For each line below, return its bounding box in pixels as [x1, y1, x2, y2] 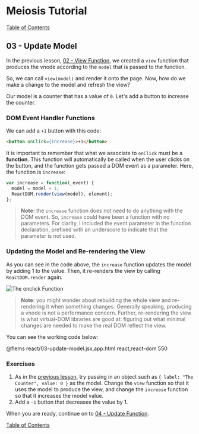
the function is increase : [6, 168, 66, 175]
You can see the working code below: [6, 333, 99, 340]
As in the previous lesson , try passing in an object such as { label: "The [14, 373, 194, 380]
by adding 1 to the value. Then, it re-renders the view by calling [6, 267, 160, 274]
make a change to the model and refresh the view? [6, 81, 131, 88]
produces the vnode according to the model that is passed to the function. [6, 63, 187, 70]
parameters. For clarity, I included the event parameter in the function [20, 220, 191, 227]
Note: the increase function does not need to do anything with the [20, 207, 183, 215]
